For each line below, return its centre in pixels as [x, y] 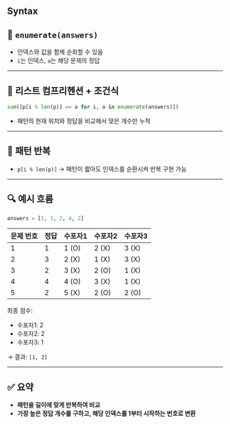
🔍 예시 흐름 [30, 199]
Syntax [23, 11]
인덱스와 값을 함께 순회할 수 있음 [60, 52]
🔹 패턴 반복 [29, 151]
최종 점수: [20, 311]
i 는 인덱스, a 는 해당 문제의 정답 [59, 60]
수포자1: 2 [30, 325]
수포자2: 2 [31, 334]
